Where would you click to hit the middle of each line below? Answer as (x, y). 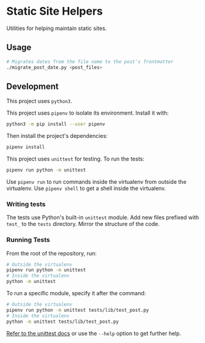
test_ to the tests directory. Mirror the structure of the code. (83, 224)
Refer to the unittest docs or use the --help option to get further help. (94, 333)
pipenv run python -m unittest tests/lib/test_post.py (78, 310)
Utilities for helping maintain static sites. (57, 28)
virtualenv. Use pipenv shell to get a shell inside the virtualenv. (86, 188)
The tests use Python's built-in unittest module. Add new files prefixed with (103, 217)
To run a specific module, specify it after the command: (76, 293)
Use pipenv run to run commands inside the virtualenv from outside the (96, 181)
